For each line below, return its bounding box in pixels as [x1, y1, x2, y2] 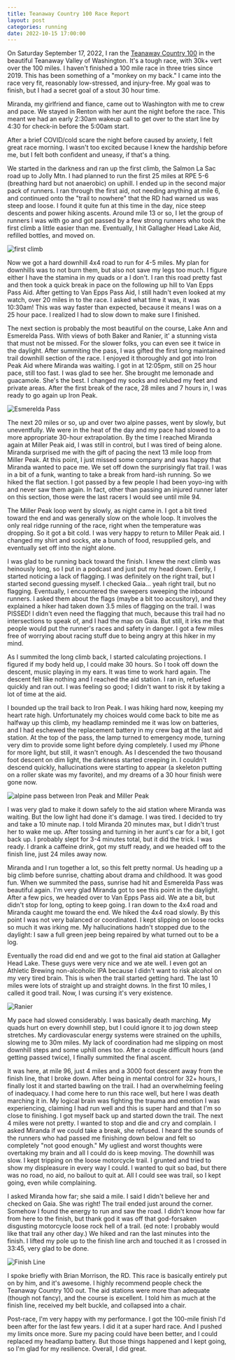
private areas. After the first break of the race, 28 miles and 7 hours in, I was [7, 383, 227, 393]
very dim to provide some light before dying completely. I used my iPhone [7, 741, 220, 749]
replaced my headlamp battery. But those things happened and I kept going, [7, 1337, 227, 1346]
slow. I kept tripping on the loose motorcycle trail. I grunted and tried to [7, 1156, 212, 1164]
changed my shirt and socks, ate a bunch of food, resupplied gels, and [7, 536, 211, 545]
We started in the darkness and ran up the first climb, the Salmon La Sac [7, 164, 216, 172]
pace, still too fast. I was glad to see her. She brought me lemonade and [7, 369, 214, 377]
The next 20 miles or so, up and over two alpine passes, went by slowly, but [7, 419, 226, 427]
